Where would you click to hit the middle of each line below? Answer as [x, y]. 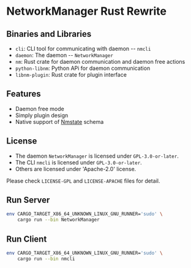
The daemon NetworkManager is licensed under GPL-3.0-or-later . [97, 156]
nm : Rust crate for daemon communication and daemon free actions [100, 62]
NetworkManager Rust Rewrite [87, 11]
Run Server [28, 200]
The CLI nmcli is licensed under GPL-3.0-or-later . [78, 162]
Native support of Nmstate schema [59, 121]
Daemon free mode [39, 109]
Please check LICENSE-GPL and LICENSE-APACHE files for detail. [83, 181]
